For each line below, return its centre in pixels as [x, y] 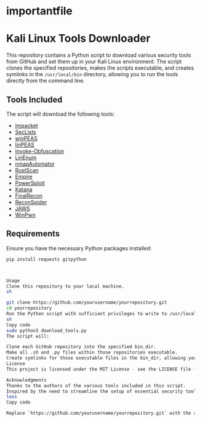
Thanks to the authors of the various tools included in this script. [96, 385]
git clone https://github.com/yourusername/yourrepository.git [87, 303]
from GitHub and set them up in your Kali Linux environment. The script [94, 62]
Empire [24, 176]
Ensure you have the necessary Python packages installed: [79, 248]
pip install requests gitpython [46, 259]
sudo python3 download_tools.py [46, 330]
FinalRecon [29, 196]
